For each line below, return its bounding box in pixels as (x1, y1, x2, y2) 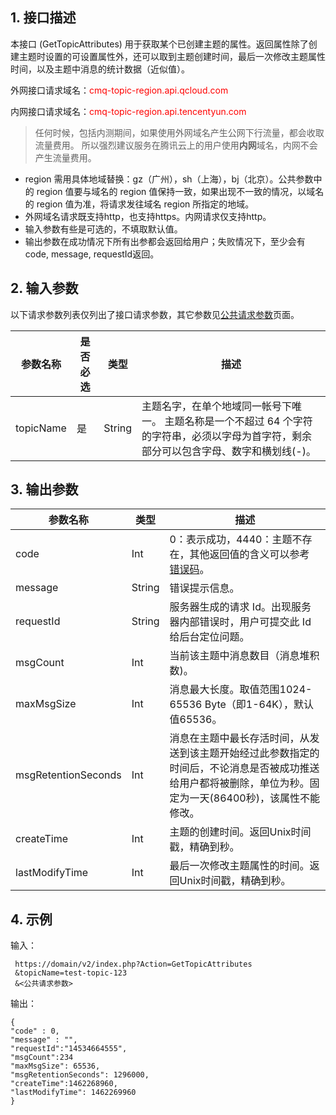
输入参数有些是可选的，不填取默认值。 (24, 223, 183, 235)
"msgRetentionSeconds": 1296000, (10, 1070, 150, 1080)
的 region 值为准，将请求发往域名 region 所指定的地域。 (24, 198, 255, 210)
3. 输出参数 (10, 481, 79, 498)
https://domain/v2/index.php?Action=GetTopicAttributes (14, 959, 253, 970)
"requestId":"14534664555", (10, 1044, 128, 1054)
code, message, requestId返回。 (24, 248, 160, 260)
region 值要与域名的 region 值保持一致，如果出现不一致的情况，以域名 (36, 185, 325, 197)
